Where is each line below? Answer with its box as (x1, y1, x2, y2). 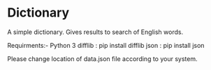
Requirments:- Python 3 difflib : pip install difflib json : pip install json (7, 41, 205, 49)
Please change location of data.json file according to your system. (7, 54, 198, 63)
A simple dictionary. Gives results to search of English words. (7, 28, 184, 36)
